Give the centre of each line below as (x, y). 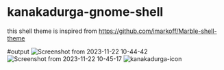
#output (18, 51)
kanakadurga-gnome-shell (85, 12)
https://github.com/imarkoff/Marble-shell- (158, 31)
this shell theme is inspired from (52, 31)
